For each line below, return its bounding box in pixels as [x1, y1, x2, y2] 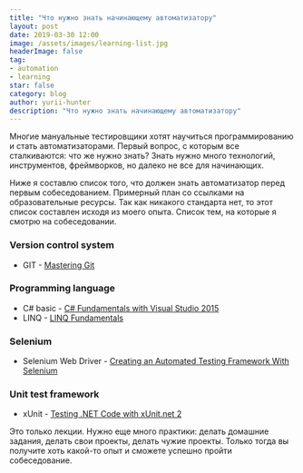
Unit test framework [9, 388, 100, 400]
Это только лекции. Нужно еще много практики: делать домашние [9, 426, 269, 437]
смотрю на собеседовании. [9, 216, 117, 227]
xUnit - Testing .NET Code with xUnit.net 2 [22, 409, 182, 419]
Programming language [9, 282, 116, 295]
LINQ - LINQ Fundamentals [22, 312, 124, 323]
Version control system [9, 239, 115, 251]
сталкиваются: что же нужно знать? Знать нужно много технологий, [9, 151, 276, 162]
